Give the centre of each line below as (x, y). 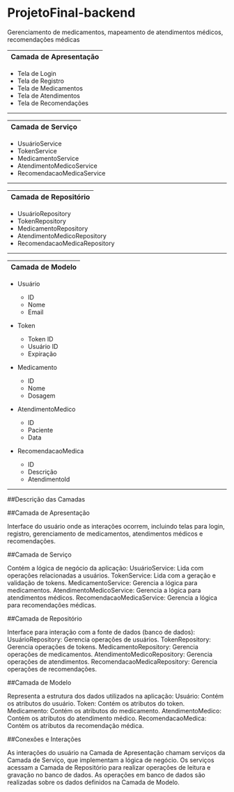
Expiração (42, 354)
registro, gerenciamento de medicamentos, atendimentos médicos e (105, 534)
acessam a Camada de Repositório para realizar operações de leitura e (109, 767)
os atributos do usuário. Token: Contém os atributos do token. (96, 703)
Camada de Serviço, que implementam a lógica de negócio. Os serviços (111, 760)
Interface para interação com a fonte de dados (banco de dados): (101, 632)
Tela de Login (37, 73)
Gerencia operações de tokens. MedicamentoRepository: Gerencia (103, 646)
